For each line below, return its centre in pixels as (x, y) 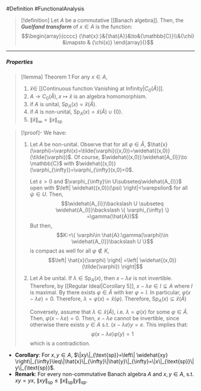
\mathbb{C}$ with (52, 163)
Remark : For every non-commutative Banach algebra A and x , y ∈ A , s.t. (104, 374)
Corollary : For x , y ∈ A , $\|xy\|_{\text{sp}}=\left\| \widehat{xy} (92, 355)
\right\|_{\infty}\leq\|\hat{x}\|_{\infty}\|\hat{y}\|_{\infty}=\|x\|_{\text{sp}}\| (104, 361)
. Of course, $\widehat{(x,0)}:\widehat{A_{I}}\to (129, 157)
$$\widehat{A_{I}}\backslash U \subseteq (112, 203)
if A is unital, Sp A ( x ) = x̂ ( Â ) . (63, 105)
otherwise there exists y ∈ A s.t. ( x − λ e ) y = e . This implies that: (109, 324)
